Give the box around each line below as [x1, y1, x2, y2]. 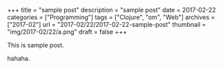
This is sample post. [7, 41, 64, 49]
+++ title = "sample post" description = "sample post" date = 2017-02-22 [7, 6, 216, 14]
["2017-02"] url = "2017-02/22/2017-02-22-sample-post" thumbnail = [7, 21, 206, 28]
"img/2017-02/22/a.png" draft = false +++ [7, 27, 128, 36]
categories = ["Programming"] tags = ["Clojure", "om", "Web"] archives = [7, 13, 215, 21]
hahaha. [7, 54, 30, 63]
